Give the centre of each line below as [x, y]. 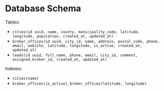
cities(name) [26, 78]
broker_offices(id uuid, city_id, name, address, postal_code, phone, [86, 41]
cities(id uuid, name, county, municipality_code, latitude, [76, 32]
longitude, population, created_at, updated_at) [63, 36]
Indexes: [14, 68]
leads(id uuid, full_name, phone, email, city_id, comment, [75, 55]
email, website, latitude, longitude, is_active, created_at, [77, 45]
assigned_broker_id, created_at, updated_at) [59, 59]
